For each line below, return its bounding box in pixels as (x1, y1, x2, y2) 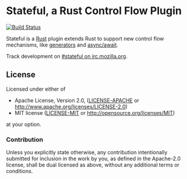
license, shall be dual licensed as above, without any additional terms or (6, 161, 180, 168)
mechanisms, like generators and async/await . (6, 41, 118, 48)
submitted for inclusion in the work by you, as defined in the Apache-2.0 (6, 155, 181, 163)
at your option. (6, 121, 42, 128)
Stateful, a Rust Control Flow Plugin (6, 4, 182, 18)
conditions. (6, 168, 33, 175)
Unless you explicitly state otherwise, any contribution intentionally (6, 149, 168, 156)
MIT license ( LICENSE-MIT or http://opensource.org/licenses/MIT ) (14, 109, 175, 116)
